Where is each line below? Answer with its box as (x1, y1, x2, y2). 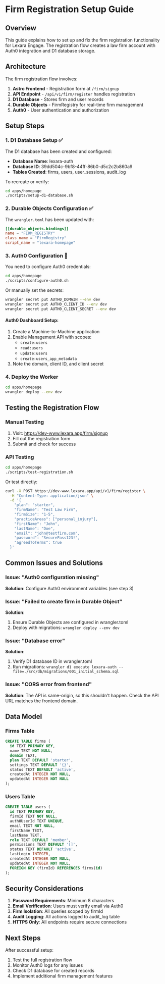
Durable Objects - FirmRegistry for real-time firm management (12, 101, 144, 108)
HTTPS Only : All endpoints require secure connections (12, 919, 127, 925)
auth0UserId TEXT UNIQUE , (10, 819, 65, 824)
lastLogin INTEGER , (10, 852, 51, 857)
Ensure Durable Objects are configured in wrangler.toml (12, 619, 129, 626)
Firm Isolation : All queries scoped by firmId (12, 908, 103, 914)
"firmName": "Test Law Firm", (14, 507, 78, 512)
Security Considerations (5, 884, 84, 893)
